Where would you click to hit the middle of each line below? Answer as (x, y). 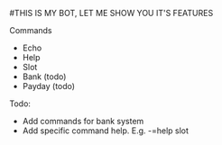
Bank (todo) (44, 77)
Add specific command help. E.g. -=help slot (106, 131)
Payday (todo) (48, 86)
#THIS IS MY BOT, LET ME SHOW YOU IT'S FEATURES (111, 13)
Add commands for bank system (83, 121)
